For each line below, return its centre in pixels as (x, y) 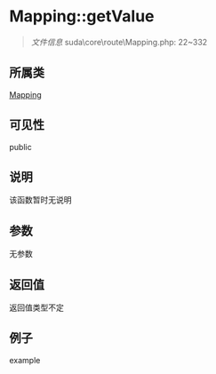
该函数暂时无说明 (40, 200)
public (21, 147)
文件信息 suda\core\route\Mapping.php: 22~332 (119, 42)
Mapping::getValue (82, 16)
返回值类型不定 (36, 307)
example (25, 360)
